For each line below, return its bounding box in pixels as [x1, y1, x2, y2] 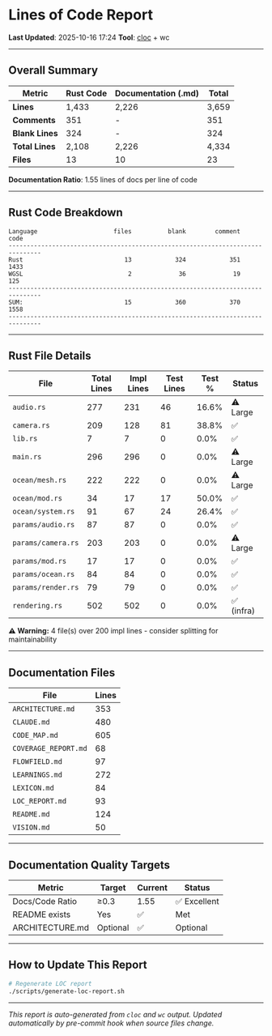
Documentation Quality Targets [8, 858, 171, 872]
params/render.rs [12, 583, 79, 592]
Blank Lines [12, 127, 58, 139]
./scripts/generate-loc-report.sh [8, 987, 125, 995]
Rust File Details [8, 348, 91, 362]
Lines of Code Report [8, 6, 154, 24]
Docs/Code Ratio [12, 896, 78, 906]
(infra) [231, 605, 256, 616]
